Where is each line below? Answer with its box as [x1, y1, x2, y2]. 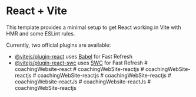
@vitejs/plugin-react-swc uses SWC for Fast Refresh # [14, 59, 148, 66]
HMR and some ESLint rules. [6, 30, 75, 37]
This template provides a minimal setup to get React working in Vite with [6, 24, 181, 31]
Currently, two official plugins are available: [6, 41, 111, 48]
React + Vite [6, 4, 68, 18]
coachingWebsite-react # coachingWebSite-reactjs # [14, 65, 144, 72]
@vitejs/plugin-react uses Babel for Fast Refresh [14, 53, 133, 60]
